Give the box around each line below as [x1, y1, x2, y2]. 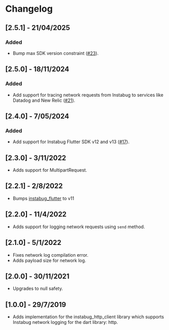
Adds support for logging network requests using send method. [12, 224, 145, 230]
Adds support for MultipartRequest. [12, 167, 88, 173]
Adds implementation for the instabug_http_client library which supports [12, 314, 164, 320]
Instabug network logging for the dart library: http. [12, 319, 118, 325]
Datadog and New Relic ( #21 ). [12, 97, 75, 103]
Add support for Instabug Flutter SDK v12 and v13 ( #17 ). [12, 139, 130, 145]
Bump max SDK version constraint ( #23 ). [12, 50, 99, 56]
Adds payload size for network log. [12, 257, 87, 263]
